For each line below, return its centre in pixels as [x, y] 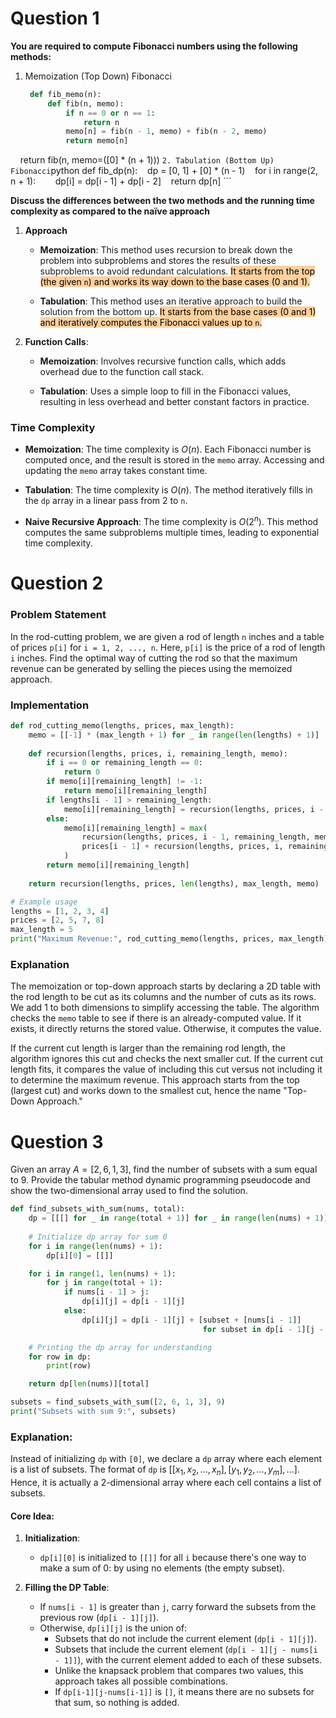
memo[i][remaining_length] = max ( [135, 828]
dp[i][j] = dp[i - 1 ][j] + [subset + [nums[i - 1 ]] [191, 1320]
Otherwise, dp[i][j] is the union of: [113, 1628]
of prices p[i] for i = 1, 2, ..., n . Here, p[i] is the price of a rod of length [168, 647]
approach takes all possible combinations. [141, 1681]
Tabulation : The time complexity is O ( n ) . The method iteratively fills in [168, 490]
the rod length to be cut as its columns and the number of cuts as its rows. [163, 997]
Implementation [50, 705]
